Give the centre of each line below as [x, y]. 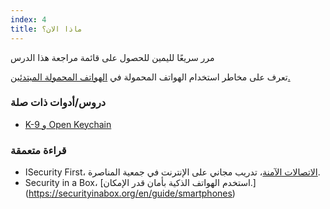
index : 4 [28, 19]
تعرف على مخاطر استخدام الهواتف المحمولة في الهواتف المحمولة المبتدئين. [150, 77]
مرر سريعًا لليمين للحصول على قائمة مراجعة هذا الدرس [112, 57]
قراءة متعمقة [38, 150]
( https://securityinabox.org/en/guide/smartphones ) [130, 193]
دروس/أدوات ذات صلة [58, 103]
